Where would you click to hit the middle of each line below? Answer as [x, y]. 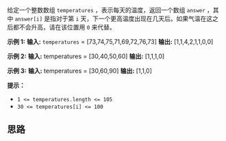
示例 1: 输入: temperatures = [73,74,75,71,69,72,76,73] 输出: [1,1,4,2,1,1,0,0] [110, 42]
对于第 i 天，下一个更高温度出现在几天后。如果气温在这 [134, 18]
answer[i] [29, 19]
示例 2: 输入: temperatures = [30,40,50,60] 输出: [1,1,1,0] [86, 56]
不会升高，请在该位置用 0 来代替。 [67, 27]
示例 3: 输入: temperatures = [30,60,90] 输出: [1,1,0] [80, 71]
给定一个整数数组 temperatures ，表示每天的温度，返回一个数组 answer [106, 10]
